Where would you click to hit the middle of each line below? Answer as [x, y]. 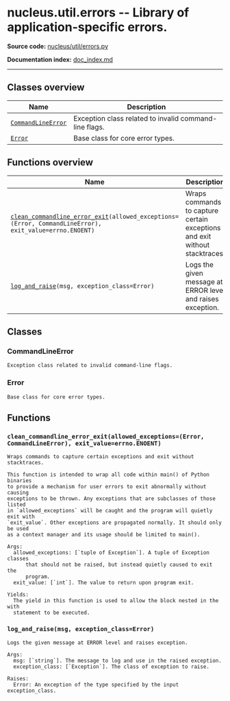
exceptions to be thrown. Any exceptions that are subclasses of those [111, 499]
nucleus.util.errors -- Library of [98, 13]
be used [18, 529]
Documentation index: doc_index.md [60, 59]
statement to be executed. [52, 613]
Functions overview [50, 163]
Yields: [18, 595]
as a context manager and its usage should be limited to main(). [104, 535]
